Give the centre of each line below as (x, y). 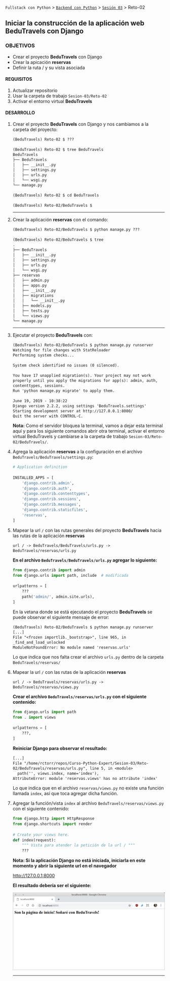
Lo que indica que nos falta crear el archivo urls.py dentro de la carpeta (88, 657)
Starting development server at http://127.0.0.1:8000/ (73, 411)
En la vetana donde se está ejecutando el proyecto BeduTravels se (82, 612)
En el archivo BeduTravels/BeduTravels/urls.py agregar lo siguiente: (85, 560)
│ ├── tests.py (31, 311)
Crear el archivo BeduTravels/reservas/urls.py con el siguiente (79, 696)
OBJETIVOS (20, 46)
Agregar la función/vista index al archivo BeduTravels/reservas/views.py (88, 803)
